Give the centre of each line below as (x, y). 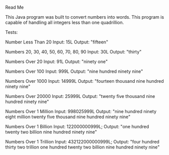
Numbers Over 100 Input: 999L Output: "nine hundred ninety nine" (74, 71)
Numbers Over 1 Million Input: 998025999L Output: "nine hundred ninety (81, 111)
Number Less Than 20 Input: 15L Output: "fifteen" (57, 42)
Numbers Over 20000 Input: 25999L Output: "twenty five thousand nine (80, 96)
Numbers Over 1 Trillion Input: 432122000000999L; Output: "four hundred (82, 142)
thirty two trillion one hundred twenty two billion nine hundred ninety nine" (82, 147)
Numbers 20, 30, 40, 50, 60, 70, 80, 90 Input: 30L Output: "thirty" (73, 52)
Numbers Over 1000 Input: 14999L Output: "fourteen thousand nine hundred (84, 81)
